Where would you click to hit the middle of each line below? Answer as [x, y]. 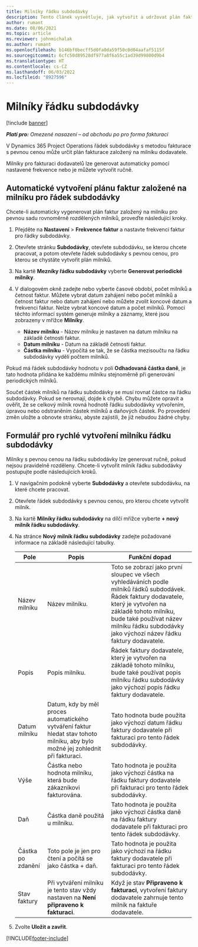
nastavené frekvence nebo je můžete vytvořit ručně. [70, 170]
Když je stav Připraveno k [147, 883]
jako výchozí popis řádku [146, 687]
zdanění [29, 866]
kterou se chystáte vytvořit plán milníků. [63, 260]
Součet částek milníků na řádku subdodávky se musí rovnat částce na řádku [99, 392]
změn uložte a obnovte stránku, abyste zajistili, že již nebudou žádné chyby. [98, 417]
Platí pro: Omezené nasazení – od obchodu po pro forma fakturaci [87, 135]
